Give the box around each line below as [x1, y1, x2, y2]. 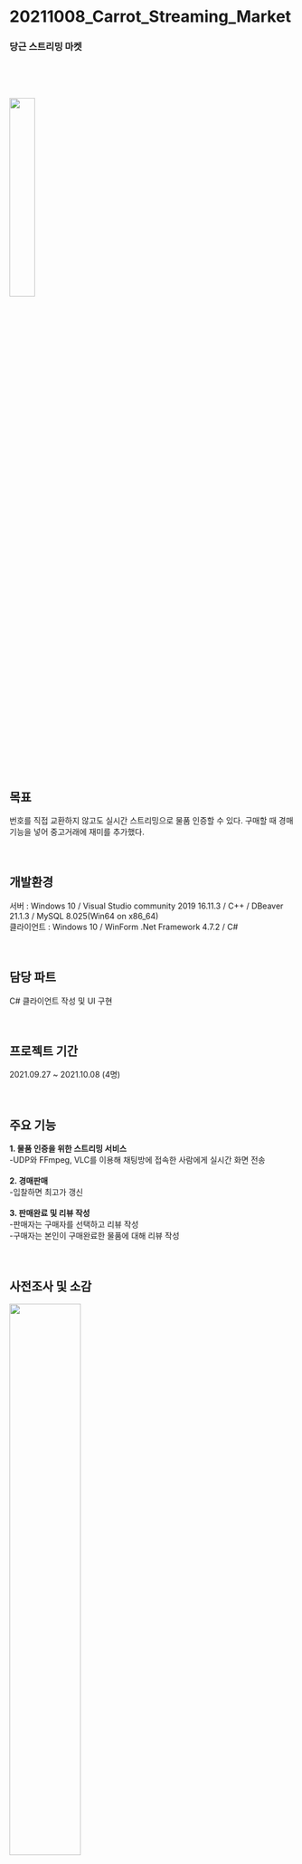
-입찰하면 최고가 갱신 [9, 1187, 84, 1198]
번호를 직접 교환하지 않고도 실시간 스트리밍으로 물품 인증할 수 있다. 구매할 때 [9, 814, 278, 825]
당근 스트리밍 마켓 [9, 41, 83, 53]
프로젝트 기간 [9, 1043, 79, 1059]
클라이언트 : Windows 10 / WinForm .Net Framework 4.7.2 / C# [9, 921, 239, 932]
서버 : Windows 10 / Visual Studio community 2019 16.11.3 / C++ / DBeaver [9, 900, 284, 911]
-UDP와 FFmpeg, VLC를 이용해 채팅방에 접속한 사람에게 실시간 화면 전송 [9, 1155, 266, 1165]
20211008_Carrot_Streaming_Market [9, 6, 292, 27]
